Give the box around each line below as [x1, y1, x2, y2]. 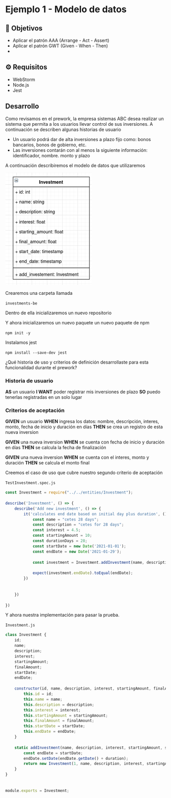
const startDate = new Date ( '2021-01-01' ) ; [32, 543, 126, 548]
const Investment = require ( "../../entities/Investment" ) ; [5, 490, 133, 495]
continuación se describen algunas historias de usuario [5, 126, 121, 132]
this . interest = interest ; [23, 707, 81, 712]
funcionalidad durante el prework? [5, 364, 77, 370]
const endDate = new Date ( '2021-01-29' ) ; [32, 549, 122, 554]
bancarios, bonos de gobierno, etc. [12, 142, 87, 148]
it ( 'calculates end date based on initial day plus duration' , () [23, 511, 167, 516]
